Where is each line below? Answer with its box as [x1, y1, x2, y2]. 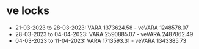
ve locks [6, 4, 50, 18]
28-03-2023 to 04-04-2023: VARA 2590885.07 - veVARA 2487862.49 [15, 30, 194, 37]
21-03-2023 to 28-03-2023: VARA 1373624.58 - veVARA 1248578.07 [15, 24, 189, 31]
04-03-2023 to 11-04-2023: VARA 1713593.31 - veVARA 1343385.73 [15, 37, 187, 44]
